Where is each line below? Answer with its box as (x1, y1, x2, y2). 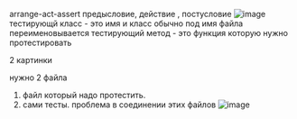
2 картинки (9, 55, 52, 65)
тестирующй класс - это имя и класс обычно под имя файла (9, 18, 244, 29)
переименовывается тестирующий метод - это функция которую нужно (9, 28, 289, 38)
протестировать (9, 37, 72, 48)
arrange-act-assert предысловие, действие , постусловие (9, 9, 232, 19)
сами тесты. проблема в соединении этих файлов (22, 99, 217, 110)
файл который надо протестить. (22, 90, 146, 100)
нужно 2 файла (9, 72, 68, 83)
